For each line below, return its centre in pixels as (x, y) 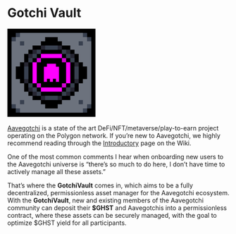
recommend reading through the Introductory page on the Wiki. (99, 143)
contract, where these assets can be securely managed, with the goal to (112, 215)
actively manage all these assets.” (56, 171)
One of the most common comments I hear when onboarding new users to (116, 156)
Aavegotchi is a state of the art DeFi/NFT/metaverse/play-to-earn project (113, 128)
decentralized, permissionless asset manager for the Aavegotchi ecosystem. (118, 192)
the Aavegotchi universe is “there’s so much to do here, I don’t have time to (116, 164)
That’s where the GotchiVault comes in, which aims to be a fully (100, 185)
